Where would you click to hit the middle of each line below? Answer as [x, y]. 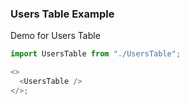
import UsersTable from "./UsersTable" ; [96, 54]
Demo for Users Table [55, 36]
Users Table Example [62, 14]
